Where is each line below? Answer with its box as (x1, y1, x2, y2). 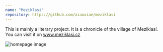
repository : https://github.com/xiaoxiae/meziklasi (5, 12, 116, 17)
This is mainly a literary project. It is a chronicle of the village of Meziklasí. (5, 26, 158, 32)
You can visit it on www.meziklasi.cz (5, 31, 80, 37)
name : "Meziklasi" (5, 7, 44, 13)
